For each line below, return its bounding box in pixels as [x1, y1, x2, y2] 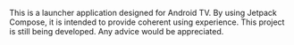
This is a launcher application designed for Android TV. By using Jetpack [9, 8, 277, 18]
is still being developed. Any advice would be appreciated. [9, 26, 224, 36]
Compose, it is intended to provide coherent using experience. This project [9, 17, 285, 27]
